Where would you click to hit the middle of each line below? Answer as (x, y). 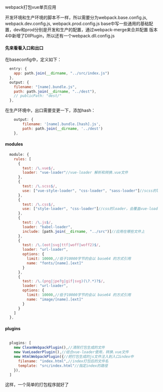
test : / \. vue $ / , (39, 168)
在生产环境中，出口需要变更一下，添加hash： (50, 111)
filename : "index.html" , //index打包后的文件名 (63, 361)
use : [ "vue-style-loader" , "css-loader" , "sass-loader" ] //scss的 (90, 191)
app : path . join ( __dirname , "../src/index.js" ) (62, 74)
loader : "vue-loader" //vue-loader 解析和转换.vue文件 (75, 173)
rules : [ (23, 159)
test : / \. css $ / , (39, 204)
